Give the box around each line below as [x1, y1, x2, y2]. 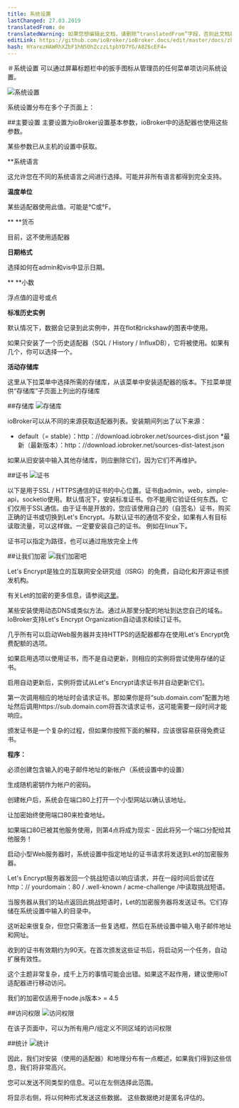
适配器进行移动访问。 [7, 979, 70, 987]
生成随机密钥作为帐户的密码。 [7, 780, 95, 789]
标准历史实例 [7, 309, 45, 316]
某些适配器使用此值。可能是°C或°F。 [7, 203, 115, 211]
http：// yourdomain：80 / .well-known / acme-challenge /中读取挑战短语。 [7, 883, 229, 891]
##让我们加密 [7, 552, 47, 560]
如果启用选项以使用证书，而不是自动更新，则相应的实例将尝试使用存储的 [7, 654, 219, 662]
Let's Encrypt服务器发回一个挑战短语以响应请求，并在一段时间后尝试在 [7, 874, 215, 882]
